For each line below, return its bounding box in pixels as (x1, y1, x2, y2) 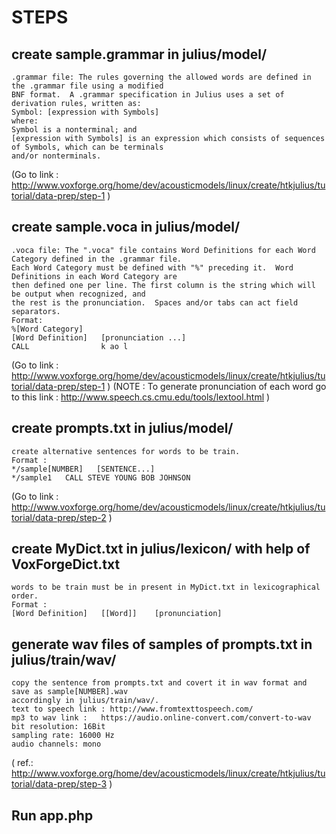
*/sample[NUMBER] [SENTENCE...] (11, 464, 156, 474)
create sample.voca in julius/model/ (11, 219, 241, 236)
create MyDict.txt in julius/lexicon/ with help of (11, 541, 311, 558)
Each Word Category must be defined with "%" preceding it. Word (11, 262, 294, 273)
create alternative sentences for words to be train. (11, 446, 241, 456)
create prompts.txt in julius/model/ (11, 420, 234, 437)
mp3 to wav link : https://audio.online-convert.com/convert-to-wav (11, 713, 312, 723)
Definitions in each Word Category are (11, 271, 178, 281)
